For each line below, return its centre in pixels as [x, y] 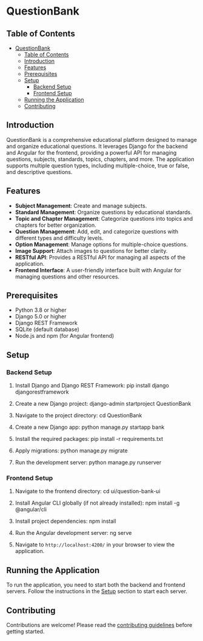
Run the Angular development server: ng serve [73, 533]
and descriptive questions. [39, 172]
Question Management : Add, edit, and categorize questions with [97, 231]
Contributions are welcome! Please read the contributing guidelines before [99, 625]
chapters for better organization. [56, 225]
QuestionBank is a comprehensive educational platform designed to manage [101, 139]
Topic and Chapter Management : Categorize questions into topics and [104, 218]
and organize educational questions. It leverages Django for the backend [97, 146]
